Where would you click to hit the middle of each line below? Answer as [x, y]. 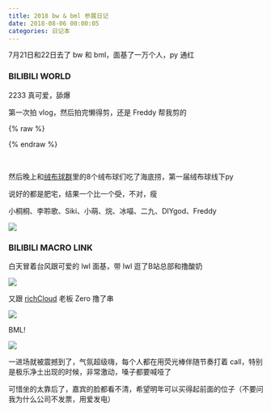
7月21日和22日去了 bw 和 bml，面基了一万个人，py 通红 [102, 55]
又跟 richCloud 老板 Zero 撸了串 [61, 298]
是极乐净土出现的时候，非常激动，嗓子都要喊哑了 [90, 371]
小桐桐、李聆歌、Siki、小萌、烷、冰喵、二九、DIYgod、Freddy [112, 210]
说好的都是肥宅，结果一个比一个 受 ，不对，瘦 [83, 193]
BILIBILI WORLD [40, 76]
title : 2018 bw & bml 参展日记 [59, 16]
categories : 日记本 [39, 31]
